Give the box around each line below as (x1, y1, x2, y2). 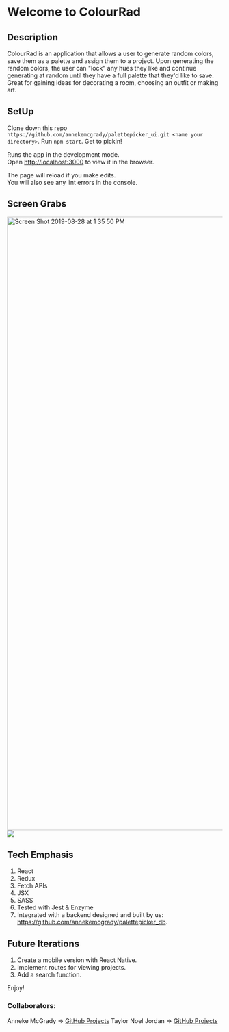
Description (7, 32, 58, 43)
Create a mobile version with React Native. (16, 956, 137, 964)
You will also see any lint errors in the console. (7, 178, 138, 186)
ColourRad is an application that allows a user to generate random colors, (7, 49, 214, 58)
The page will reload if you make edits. (7, 171, 116, 179)
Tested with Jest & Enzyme (16, 903, 94, 911)
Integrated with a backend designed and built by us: (16, 911, 164, 919)
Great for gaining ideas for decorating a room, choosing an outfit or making (7, 79, 219, 86)
